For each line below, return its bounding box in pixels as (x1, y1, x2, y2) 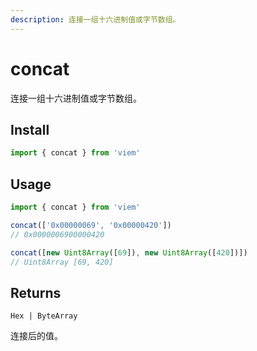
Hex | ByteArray (10, 311, 78, 321)
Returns (10, 284, 62, 301)
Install (10, 121, 50, 138)
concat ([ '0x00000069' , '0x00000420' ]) (10, 220, 172, 230)
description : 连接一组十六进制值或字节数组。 (10, 14, 181, 25)
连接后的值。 (10, 330, 63, 342)
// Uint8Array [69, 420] (10, 257, 114, 267)
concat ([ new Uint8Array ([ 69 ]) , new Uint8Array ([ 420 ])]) (10, 247, 248, 258)
